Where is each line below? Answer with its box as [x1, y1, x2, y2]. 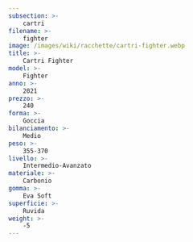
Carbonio [23, 177, 52, 186]
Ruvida [23, 207, 45, 215]
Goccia [23, 117, 45, 125]
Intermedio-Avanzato [23, 162, 92, 170]
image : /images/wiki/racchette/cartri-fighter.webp [8, 42, 185, 50]
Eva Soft [23, 191, 52, 200]
